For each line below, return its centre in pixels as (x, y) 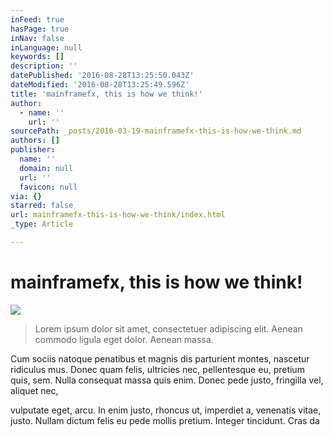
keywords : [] (37, 57)
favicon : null (48, 187)
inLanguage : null (46, 47)
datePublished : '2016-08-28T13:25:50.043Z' (102, 76)
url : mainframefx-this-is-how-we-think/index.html (118, 215)
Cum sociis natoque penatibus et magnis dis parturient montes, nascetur (160, 358)
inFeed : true (37, 19)
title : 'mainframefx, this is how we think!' (106, 94)
